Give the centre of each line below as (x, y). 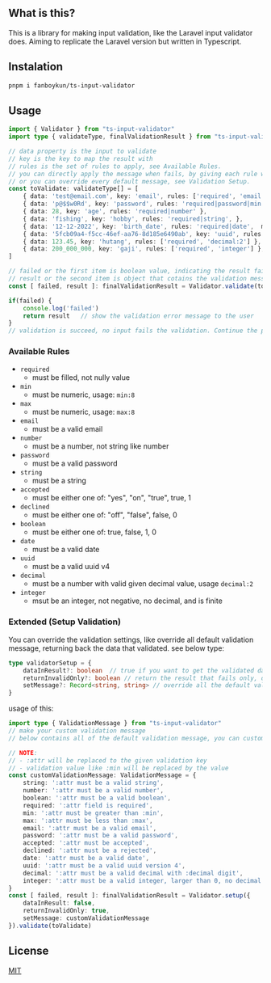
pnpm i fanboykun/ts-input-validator (72, 85)
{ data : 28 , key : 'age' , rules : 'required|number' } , (115, 212)
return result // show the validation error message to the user (138, 316)
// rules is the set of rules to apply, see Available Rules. (115, 166)
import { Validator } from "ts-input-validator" (92, 129)
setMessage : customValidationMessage (86, 918)
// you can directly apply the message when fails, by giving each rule (133, 174)
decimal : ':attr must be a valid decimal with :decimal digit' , (133, 873)
